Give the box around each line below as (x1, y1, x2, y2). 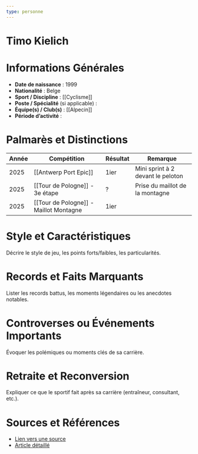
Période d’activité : (14, 112, 62, 119)
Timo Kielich (6, 34, 69, 47)
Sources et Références (6, 416, 120, 429)
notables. (6, 295, 29, 302)
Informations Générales (6, 62, 125, 75)
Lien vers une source (14, 436, 66, 443)
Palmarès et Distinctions (6, 133, 128, 146)
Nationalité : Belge (14, 87, 61, 94)
